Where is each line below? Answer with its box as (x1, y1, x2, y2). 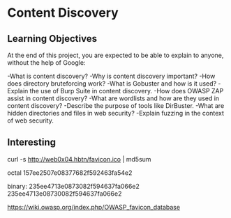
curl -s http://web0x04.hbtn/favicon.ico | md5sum (7, 155, 151, 163)
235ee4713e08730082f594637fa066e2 (7, 189, 122, 198)
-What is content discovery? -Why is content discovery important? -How (7, 72, 216, 80)
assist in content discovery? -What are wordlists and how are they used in (7, 94, 220, 102)
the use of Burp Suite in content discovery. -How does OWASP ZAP (29, 87, 224, 95)
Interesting (7, 137, 56, 148)
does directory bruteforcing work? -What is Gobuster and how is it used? (7, 79, 217, 88)
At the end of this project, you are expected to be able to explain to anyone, (7, 51, 224, 59)
